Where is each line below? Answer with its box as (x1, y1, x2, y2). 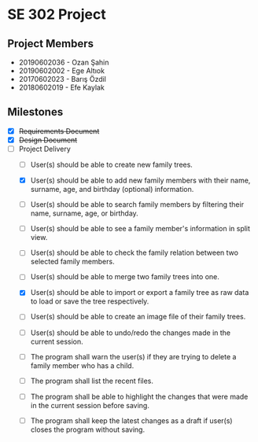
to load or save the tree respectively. (30, 297, 149, 306)
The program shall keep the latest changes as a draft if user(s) (30, 415, 233, 425)
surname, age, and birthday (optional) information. (30, 185, 194, 194)
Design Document (18, 135, 78, 145)
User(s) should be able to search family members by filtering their (30, 200, 245, 209)
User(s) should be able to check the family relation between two (30, 248, 239, 257)
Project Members (7, 37, 94, 50)
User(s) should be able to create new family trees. (30, 160, 193, 169)
